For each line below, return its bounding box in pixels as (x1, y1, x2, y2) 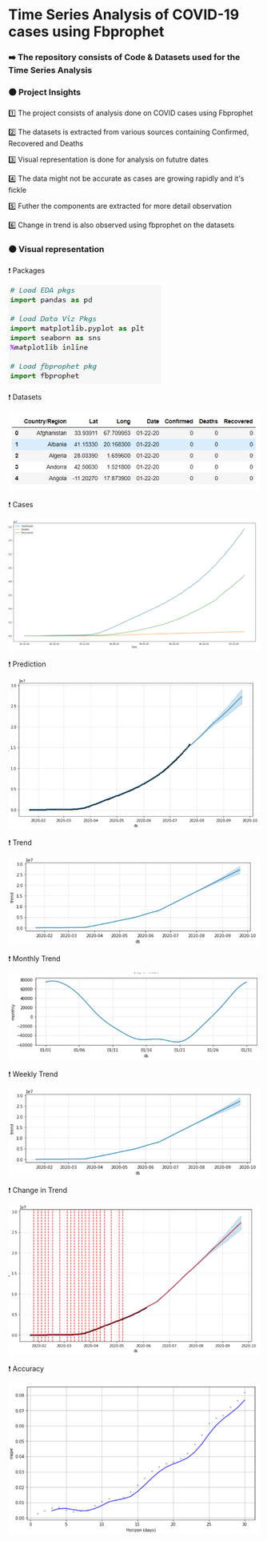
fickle (8, 186, 26, 195)
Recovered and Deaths (8, 138, 84, 149)
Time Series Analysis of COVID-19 (8, 6, 240, 24)
